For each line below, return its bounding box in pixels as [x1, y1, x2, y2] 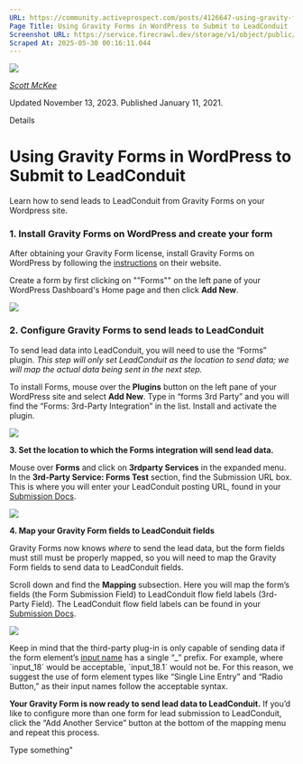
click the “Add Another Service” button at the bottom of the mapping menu [9, 717, 287, 728]
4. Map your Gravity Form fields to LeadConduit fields [9, 525, 215, 536]
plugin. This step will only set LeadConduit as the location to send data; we [9, 354, 289, 365]
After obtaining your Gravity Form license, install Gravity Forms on [9, 248, 255, 259]
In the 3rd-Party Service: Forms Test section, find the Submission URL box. [9, 471, 293, 483]
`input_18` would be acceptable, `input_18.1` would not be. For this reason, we [9, 661, 294, 672]
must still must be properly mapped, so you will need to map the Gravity [9, 552, 277, 563]
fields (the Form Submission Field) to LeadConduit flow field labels [9, 588, 257, 600]
